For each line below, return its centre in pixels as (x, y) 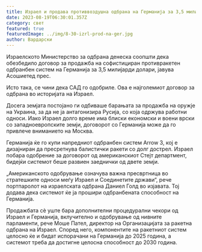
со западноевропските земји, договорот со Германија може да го (91, 124)
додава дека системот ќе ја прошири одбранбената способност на (93, 192)
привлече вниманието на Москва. (50, 131)
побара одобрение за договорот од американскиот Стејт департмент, (96, 155)
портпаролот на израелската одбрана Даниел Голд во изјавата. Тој (93, 186)
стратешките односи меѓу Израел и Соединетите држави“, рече (89, 180)
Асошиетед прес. (29, 76)
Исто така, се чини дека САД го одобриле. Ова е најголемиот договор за (100, 87)
